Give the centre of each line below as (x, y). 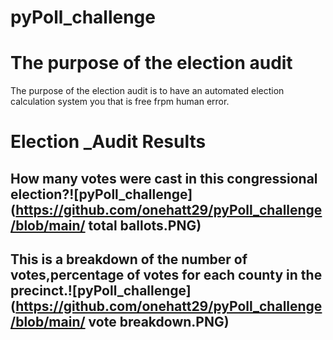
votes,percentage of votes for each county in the (166, 275)
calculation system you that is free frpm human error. (120, 102)
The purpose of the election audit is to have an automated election (147, 91)
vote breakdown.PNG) (159, 322)
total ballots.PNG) (145, 225)
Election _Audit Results (108, 142)
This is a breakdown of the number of (129, 259)
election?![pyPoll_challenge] (101, 194)
